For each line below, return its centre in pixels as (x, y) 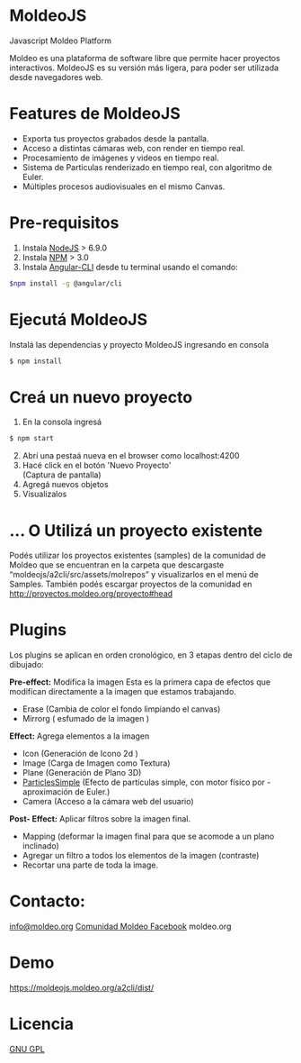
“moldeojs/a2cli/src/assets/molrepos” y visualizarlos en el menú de (134, 575)
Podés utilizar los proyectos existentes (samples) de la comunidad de (138, 556)
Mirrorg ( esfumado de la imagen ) (86, 719)
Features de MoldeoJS (95, 114)
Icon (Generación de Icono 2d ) (80, 754)
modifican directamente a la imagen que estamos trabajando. (123, 692)
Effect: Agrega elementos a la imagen (80, 736)
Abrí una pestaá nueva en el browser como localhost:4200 (131, 456)
